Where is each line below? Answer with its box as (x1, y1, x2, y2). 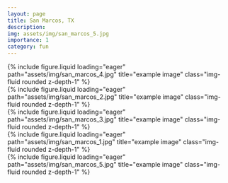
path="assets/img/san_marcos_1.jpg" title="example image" (7, 138, 182, 146)
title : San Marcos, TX (7, 17, 74, 24)
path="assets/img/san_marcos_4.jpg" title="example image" (7, 70, 183, 78)
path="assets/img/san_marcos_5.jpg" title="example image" (7, 160, 183, 168)
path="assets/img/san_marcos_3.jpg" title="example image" (7, 115, 183, 124)
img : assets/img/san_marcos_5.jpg (7, 30, 110, 37)
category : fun (7, 43, 50, 50)
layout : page (7, 10, 46, 18)
